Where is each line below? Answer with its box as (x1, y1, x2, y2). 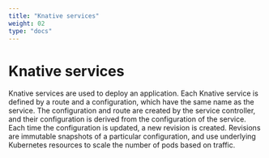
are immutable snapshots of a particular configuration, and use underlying (8, 131, 257, 142)
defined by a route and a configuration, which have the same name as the (8, 97, 254, 107)
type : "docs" (8, 27, 53, 35)
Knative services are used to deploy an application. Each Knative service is (8, 88, 259, 98)
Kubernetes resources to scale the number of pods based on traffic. (8, 140, 236, 150)
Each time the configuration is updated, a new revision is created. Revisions (8, 123, 261, 133)
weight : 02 (8, 19, 45, 28)
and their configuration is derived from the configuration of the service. (8, 114, 247, 124)
